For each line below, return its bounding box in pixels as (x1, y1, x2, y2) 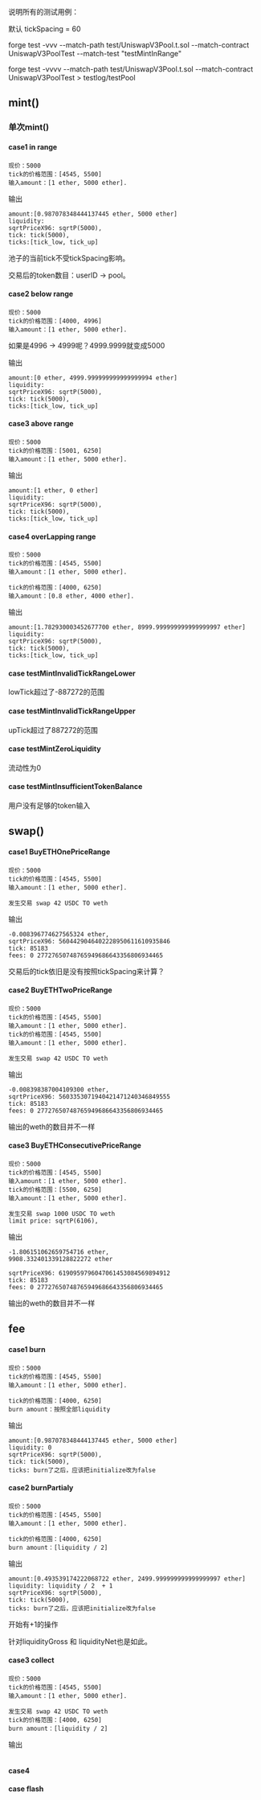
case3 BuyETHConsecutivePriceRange (8, 1140, 142, 1150)
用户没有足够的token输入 (8, 800, 91, 810)
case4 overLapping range (8, 532, 96, 541)
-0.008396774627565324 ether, (8, 930, 110, 939)
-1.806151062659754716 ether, (8, 1247, 110, 1256)
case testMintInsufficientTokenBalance (8, 782, 143, 791)
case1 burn (8, 1344, 46, 1354)
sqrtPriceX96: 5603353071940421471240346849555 (8, 1092, 171, 1100)
